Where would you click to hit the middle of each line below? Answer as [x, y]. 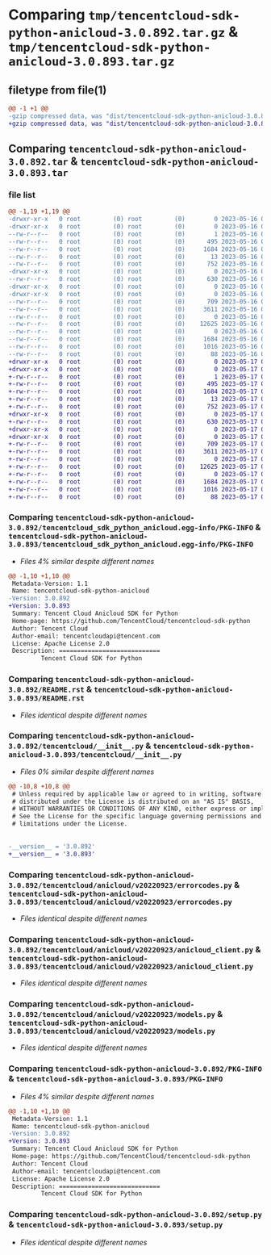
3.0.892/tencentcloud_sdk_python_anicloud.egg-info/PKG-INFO [131, 528]
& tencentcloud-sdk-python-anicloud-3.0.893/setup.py [116, 1224]
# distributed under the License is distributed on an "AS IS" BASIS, [133, 801]
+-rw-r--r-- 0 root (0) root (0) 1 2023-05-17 [133, 377]
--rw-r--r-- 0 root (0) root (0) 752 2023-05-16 [133, 264]
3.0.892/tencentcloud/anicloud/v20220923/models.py [112, 1015]
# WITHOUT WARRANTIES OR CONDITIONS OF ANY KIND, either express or [129, 809]
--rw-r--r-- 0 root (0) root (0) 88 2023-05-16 [133, 354]
